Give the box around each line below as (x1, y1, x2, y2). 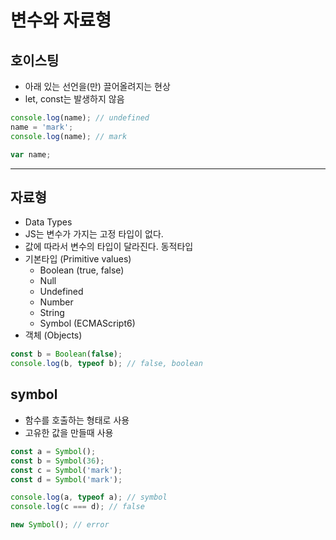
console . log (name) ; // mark (10, 131, 128, 141)
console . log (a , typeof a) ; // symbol (10, 492, 168, 503)
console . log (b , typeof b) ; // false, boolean (10, 359, 203, 369)
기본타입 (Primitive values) (24, 253, 132, 265)
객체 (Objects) (24, 329, 83, 341)
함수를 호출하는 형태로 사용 (24, 414, 130, 426)
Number (39, 296, 74, 308)
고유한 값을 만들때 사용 (24, 426, 114, 438)
